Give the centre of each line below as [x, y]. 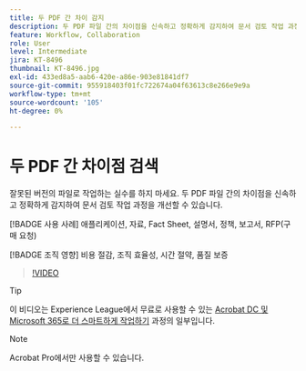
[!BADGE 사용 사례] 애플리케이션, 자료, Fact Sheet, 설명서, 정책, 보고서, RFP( [147, 225]
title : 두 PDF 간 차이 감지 [57, 18]
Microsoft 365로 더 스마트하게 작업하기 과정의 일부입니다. [112, 321]
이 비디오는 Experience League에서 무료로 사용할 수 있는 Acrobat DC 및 [139, 309]
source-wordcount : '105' [56, 102]
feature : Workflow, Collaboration [75, 35]
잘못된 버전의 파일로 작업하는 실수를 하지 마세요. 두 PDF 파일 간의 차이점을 [141, 194]
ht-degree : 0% [36, 111]
